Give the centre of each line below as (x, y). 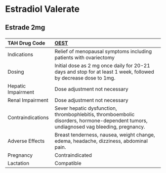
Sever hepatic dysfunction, (86, 108)
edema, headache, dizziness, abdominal (101, 141)
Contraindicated (73, 155)
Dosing (16, 72)
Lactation (19, 163)
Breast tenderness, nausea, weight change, (105, 134)
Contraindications (28, 117)
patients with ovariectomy (84, 57)
